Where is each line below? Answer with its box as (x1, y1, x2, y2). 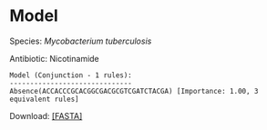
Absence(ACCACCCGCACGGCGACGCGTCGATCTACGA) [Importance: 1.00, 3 (9, 86, 259, 95)
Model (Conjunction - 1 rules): (9, 70, 132, 80)
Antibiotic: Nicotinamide (9, 53, 100, 64)
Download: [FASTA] (9, 110, 83, 121)
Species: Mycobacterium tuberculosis (9, 35, 152, 46)
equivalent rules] (9, 95, 79, 104)
